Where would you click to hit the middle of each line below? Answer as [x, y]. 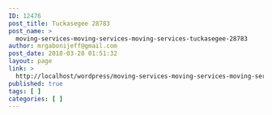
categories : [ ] [36, 99]
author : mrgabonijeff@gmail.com [63, 46]
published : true [36, 83]
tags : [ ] [25, 91]
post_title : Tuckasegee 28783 [59, 23]
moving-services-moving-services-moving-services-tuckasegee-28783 [132, 38]
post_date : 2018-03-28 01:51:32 [63, 53]
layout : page [30, 62]
